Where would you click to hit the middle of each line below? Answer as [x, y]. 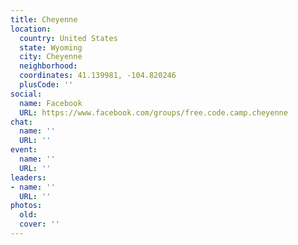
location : [31, 29]
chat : [21, 122]
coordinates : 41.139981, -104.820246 [98, 76]
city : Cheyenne [51, 57]
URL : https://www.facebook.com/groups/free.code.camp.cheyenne [153, 112]
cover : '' [39, 224]
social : [26, 94]
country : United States [68, 38]
